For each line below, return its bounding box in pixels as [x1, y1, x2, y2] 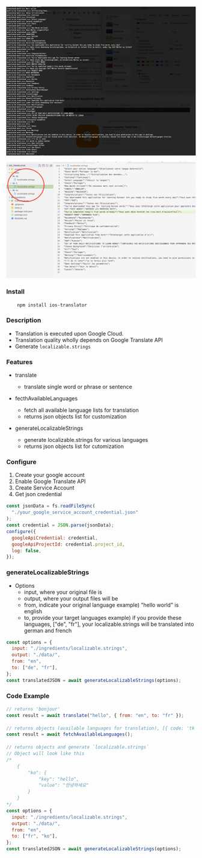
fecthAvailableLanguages [14, 395, 78, 402]
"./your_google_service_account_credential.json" [11, 509, 138, 516]
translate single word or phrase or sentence [23, 383, 132, 391]
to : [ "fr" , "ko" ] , [11, 833, 58, 839]
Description [6, 316, 41, 324]
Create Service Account [14, 484, 75, 491]
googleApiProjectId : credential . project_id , [11, 541, 125, 547]
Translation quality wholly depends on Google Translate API [14, 336, 164, 344]
